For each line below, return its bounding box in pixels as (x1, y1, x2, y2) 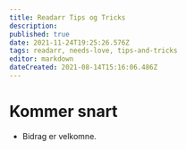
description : (9, 21, 58, 30)
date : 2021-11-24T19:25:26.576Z (9, 37, 130, 47)
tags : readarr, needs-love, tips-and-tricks (9, 46, 178, 55)
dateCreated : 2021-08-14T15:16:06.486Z (9, 63, 158, 72)
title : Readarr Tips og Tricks (9, 12, 126, 22)
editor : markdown (9, 54, 74, 63)
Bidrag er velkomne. (21, 130, 97, 141)
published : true (9, 29, 70, 38)
